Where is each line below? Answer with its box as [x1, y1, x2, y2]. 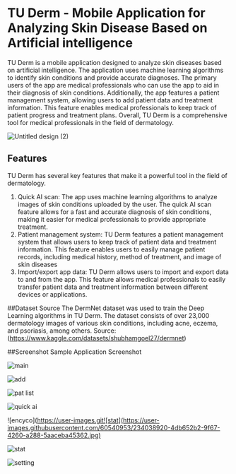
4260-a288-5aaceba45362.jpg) [7, 431, 101, 439]
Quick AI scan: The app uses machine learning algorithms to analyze [17, 192, 218, 201]
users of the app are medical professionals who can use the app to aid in [7, 81, 220, 89]
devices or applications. [17, 290, 88, 298]
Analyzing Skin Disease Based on [7, 20, 208, 36]
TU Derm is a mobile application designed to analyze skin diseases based [7, 58, 222, 66]
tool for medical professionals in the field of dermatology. [7, 118, 175, 126]
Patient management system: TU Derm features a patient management [17, 230, 224, 238]
